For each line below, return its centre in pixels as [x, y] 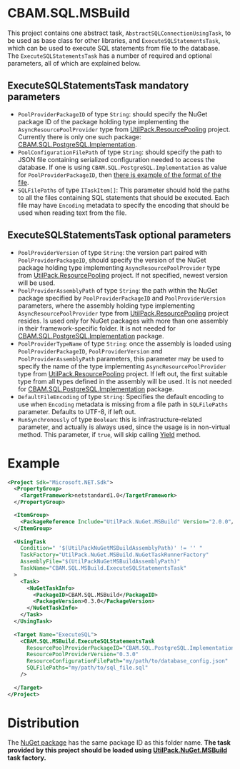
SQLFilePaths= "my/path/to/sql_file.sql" [87, 668]
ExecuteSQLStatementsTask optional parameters [119, 235]
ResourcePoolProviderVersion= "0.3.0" [82, 655]
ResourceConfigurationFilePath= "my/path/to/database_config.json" [127, 661]
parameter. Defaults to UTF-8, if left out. [77, 411]
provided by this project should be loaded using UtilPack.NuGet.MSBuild [117, 750]
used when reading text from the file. [72, 213]
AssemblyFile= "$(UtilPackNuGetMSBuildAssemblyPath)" [100, 562]
